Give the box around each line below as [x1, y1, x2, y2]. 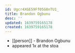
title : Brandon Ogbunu [5, 11, 50, 16]
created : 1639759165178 [5, 25, 53, 30]
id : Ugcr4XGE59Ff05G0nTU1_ [5, 7, 59, 12]
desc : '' [5, 16, 23, 21]
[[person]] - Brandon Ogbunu [12, 38, 71, 43]
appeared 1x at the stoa [12, 43, 59, 49]
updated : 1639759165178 [5, 20, 53, 25]
